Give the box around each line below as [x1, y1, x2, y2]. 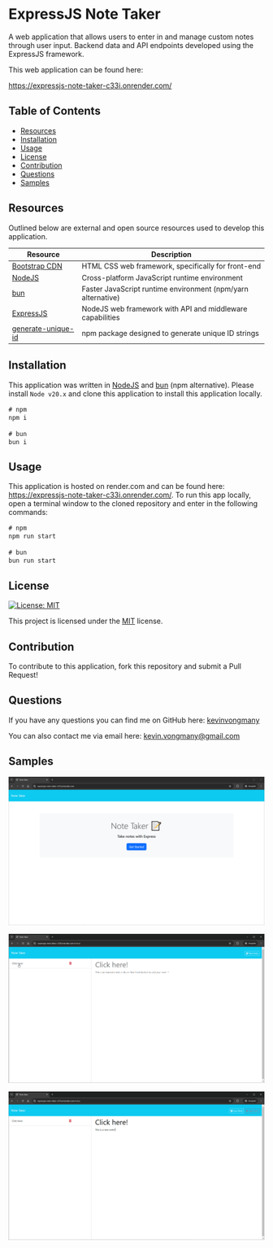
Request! [8, 670, 38, 680]
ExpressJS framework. [8, 49, 84, 59]
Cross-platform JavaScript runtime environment [81, 273, 243, 282]
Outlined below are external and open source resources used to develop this [8, 223, 265, 233]
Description [151, 250, 193, 260]
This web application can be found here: [8, 64, 144, 74]
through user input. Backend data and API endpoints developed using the [8, 40, 254, 50]
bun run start [8, 556, 57, 565]
